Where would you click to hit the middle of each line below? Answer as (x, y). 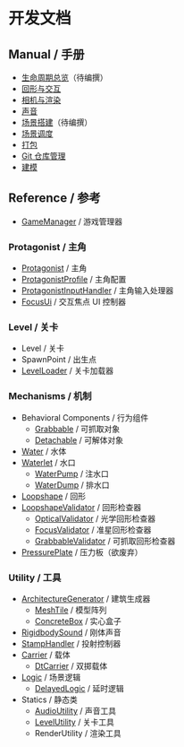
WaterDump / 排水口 (72, 484)
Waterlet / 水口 (48, 462)
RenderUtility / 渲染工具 (78, 733)
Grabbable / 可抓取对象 (77, 429)
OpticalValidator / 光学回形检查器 (95, 518)
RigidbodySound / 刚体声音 (71, 632)
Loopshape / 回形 (54, 496)
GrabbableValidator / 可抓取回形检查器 (105, 541)
